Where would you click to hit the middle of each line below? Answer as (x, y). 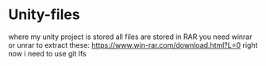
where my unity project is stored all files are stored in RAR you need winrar (130, 37)
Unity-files (44, 15)
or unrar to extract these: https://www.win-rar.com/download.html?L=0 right (133, 45)
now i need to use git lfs (47, 53)
